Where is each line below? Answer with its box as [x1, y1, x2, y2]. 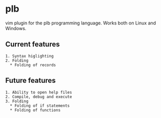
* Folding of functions [10, 107, 61, 112]
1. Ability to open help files [5, 90, 72, 95]
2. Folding [5, 58, 29, 63]
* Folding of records [10, 62, 56, 68]
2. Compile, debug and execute [5, 94, 72, 99]
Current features [5, 40, 60, 49]
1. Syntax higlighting [5, 53, 54, 58]
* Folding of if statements [10, 103, 70, 108]
